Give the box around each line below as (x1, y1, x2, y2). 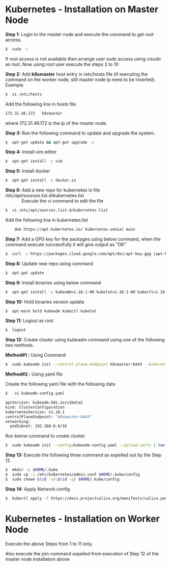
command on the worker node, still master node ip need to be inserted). (5, 76, 156, 83)
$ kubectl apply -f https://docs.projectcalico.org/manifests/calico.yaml (5, 496, 169, 501)
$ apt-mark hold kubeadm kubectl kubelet (5, 308, 97, 314)
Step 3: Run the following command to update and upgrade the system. (5, 130, 156, 136)
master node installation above (5, 556, 70, 562)
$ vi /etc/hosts (5, 92, 42, 97)
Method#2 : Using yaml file (5, 371, 63, 378)
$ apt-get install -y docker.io (5, 178, 76, 183)
